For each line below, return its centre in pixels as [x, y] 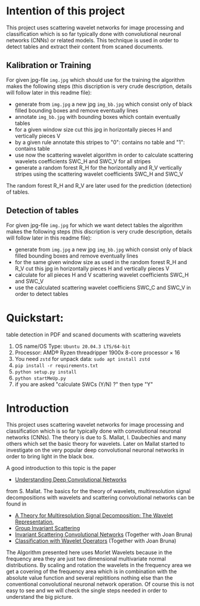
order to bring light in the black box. [50, 457]
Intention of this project [66, 11]
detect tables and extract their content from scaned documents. [85, 47]
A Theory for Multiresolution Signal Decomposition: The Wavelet [94, 516]
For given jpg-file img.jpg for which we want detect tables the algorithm [95, 225]
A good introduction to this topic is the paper [61, 468]
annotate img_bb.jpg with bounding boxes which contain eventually [98, 117]
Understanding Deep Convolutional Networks [71, 480]
